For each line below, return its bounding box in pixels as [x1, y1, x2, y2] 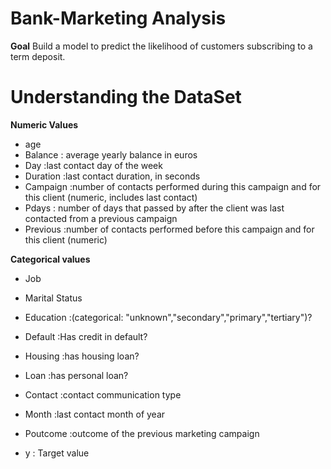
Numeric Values [10, 118, 79, 131]
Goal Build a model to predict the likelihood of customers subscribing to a [10, 40, 313, 52]
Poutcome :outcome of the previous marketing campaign [24, 427, 260, 439]
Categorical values [10, 253, 91, 265]
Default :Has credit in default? [24, 330, 148, 342]
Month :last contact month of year [24, 408, 166, 420]
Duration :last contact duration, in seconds [24, 170, 201, 182]
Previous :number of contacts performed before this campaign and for [24, 223, 315, 235]
